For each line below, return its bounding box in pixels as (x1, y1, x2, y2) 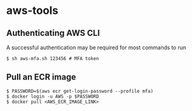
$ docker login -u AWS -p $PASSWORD (6, 93, 99, 99)
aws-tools (6, 4, 59, 18)
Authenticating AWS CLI (6, 28, 100, 38)
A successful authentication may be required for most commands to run (6, 44, 187, 51)
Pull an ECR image (6, 72, 77, 82)
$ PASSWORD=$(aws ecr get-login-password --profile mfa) (6, 88, 154, 94)
